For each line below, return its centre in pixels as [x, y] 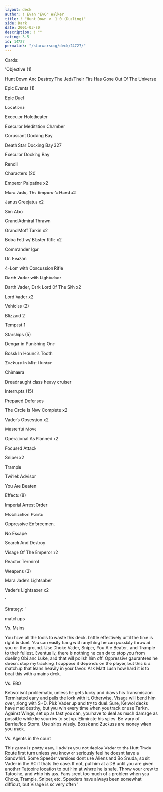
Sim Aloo [14, 211]
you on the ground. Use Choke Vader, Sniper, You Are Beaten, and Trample [80, 647]
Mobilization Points [24, 514]
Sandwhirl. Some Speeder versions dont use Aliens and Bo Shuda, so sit [77, 758]
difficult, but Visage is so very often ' [42, 784]
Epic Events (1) [20, 88]
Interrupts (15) [19, 391]
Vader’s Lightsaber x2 [27, 590]
